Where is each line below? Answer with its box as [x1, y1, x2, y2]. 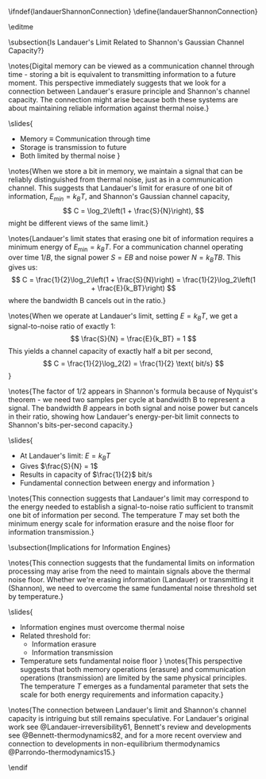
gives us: [8, 263, 38, 272]
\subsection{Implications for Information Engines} [8, 543, 171, 552]
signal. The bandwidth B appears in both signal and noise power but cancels [8, 404, 259, 413]
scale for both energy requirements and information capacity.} [19, 689, 224, 699]
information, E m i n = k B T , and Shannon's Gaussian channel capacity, [8, 192, 230, 203]
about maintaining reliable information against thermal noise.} [8, 103, 210, 113]
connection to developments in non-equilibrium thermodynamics [8, 739, 221, 748]
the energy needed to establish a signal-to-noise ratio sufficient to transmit [8, 501, 254, 511]
